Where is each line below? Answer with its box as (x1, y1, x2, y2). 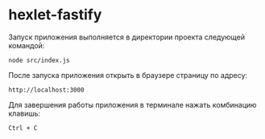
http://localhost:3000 (8, 86, 85, 94)
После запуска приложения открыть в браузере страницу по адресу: (8, 70, 248, 80)
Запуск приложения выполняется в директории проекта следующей (8, 32, 246, 42)
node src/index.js (8, 56, 70, 64)
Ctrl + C (8, 124, 38, 132)
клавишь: (8, 108, 41, 118)
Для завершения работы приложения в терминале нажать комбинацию (8, 100, 257, 109)
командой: (8, 40, 45, 50)
